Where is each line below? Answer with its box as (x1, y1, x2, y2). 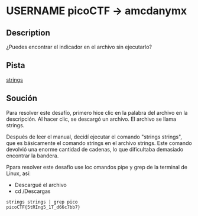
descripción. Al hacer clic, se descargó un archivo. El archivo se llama (6, 115, 176, 122)
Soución (6, 94, 37, 104)
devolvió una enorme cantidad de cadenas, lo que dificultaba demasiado (6, 146, 184, 153)
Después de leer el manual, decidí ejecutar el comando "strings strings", (6, 133, 182, 140)
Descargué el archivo (14, 181, 67, 188)
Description (6, 28, 50, 38)
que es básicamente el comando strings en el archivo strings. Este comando (6, 139, 192, 146)
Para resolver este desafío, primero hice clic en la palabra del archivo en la (6, 109, 188, 116)
